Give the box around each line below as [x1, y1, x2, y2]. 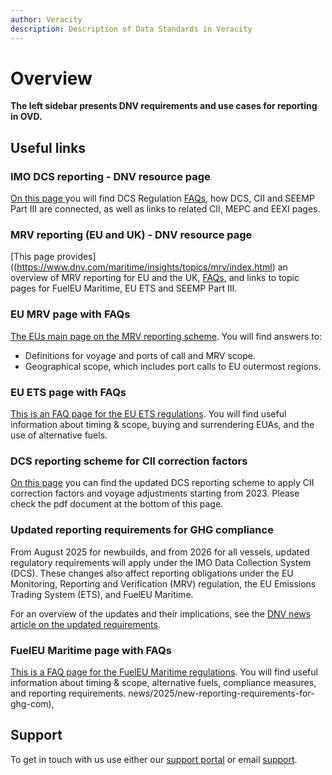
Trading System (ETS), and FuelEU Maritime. [10, 588, 194, 600]
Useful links [10, 139, 87, 156]
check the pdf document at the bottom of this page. [10, 498, 224, 510]
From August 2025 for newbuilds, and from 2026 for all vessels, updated [10, 546, 310, 558]
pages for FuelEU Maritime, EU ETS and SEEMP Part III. [10, 282, 238, 295]
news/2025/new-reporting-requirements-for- [128, 687, 315, 699]
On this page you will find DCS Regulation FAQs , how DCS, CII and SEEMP [10, 192, 315, 205]
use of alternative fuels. [10, 429, 108, 441]
